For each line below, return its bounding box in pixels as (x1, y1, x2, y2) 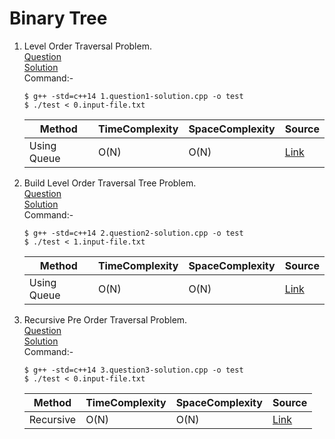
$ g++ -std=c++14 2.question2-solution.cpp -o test (23, 228, 244, 238)
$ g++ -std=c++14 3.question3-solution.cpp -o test (23, 365, 244, 375)
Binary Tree (9, 7, 108, 30)
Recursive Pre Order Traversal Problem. (23, 313, 188, 326)
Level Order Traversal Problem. (23, 40, 152, 52)
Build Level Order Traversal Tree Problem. (23, 177, 197, 189)
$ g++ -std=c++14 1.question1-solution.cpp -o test (23, 91, 244, 101)
